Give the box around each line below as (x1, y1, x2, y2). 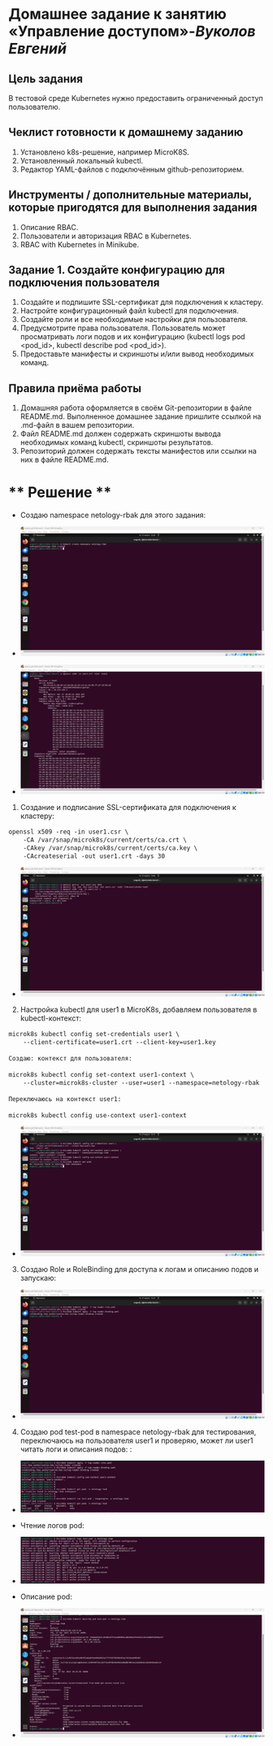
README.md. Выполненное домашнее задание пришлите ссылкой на (19, 411, 262, 421)
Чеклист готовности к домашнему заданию (8, 125, 244, 139)
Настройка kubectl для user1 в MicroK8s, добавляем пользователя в (19, 1005, 258, 1015)
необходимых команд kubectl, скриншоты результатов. (19, 438, 214, 447)
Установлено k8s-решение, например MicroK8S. (19, 147, 189, 157)
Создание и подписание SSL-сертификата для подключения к (19, 803, 237, 812)
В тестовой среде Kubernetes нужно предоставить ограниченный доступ (8, 94, 264, 102)
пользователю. (8, 102, 61, 111)
